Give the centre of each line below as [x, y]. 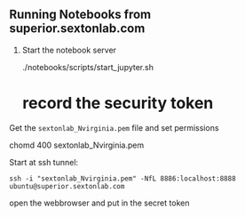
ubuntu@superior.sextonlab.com [67, 186]
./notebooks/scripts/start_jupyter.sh [87, 67]
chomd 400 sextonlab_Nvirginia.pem [77, 145]
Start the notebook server [69, 50]
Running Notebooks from [80, 15]
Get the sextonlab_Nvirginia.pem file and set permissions [114, 127]
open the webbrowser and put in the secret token [99, 203]
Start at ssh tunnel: [43, 162]
